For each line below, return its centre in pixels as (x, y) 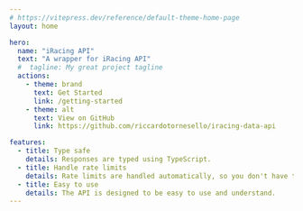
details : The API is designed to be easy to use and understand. (151, 193)
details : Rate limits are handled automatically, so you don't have (157, 176)
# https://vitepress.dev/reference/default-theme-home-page (125, 18)
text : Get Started (68, 92)
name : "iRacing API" (56, 50)
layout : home (34, 26)
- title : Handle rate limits (72, 168)
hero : (19, 42)
